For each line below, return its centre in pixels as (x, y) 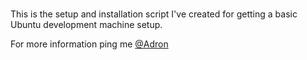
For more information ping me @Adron (89, 44)
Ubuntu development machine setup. (86, 25)
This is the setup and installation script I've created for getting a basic (154, 14)
